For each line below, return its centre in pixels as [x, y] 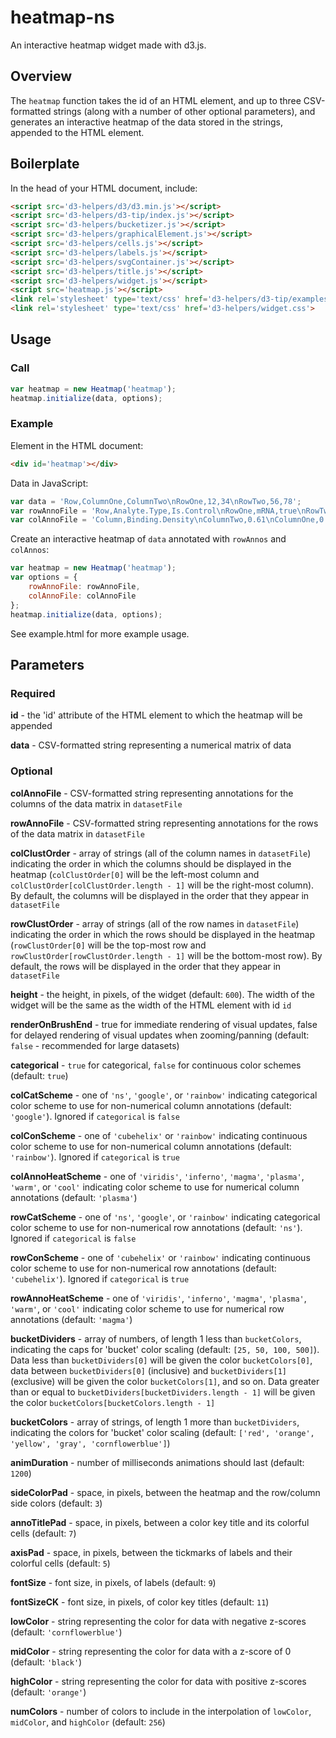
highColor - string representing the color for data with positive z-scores [158, 1681]
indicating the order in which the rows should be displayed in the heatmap [163, 934]
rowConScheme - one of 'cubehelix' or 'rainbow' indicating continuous [160, 1257]
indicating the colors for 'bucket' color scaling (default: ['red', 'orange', [162, 1432]
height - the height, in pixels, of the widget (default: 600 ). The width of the [162, 994]
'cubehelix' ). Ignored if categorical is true [100, 1278]
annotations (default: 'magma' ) [71, 1319]
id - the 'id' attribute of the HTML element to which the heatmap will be [156, 715]
